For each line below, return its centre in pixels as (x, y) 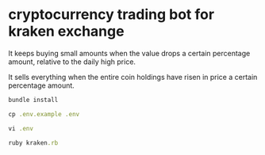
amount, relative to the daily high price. (72, 62)
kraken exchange (66, 31)
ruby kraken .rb (33, 143)
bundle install (33, 100)
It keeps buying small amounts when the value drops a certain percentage (129, 53)
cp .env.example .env (44, 114)
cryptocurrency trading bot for (111, 15)
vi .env (21, 128)
